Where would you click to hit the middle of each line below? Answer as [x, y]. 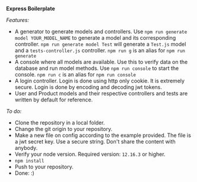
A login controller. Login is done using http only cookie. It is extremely [100, 81]
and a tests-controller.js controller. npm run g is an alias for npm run [100, 50]
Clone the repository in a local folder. [60, 123]
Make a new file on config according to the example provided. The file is [103, 135]
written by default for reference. [54, 100]
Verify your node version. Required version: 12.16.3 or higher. [90, 154]
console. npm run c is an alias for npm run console [75, 74]
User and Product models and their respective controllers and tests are [101, 93]
